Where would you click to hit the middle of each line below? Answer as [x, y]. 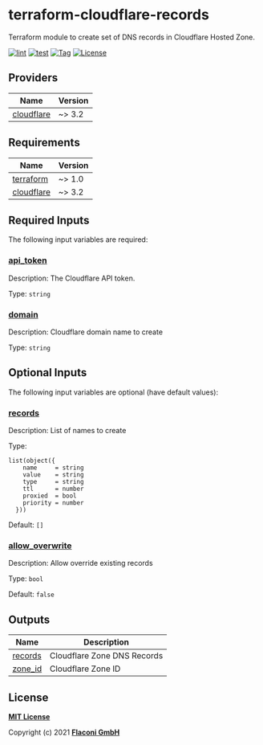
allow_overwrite [40, 546]
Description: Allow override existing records [81, 563]
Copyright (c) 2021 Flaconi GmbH [64, 732]
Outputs [29, 619]
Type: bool [26, 579]
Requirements [44, 143]
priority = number [53, 503]
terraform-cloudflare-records [109, 15]
